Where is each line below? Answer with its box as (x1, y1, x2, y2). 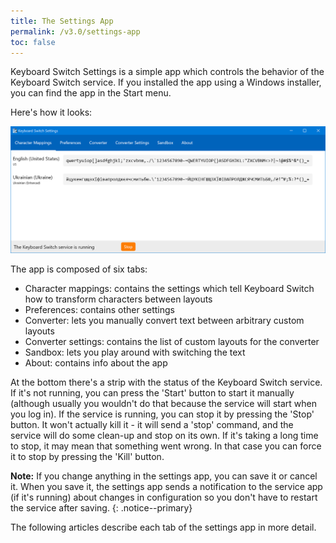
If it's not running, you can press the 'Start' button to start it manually (10, 386, 295, 399)
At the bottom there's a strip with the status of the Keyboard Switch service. (10, 376, 323, 388)
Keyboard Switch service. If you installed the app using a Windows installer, (10, 76, 322, 89)
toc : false (10, 37, 56, 47)
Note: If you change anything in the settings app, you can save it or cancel (10, 470, 318, 482)
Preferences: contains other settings (24, 303, 175, 315)
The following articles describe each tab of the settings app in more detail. (10, 521, 317, 533)
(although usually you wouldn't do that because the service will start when (10, 397, 318, 409)
